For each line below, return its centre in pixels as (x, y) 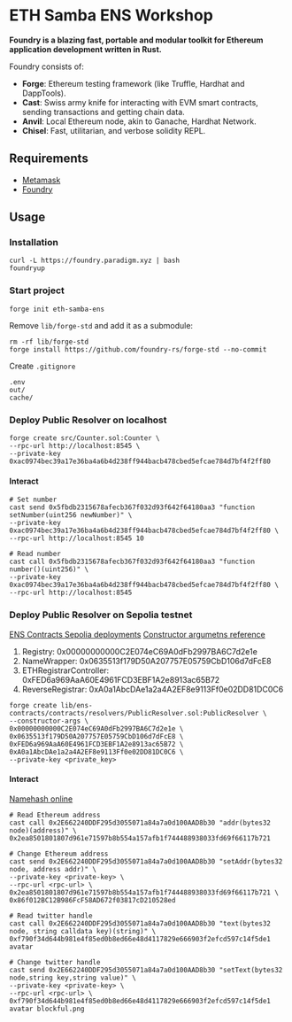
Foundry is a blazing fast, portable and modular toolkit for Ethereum (136, 40)
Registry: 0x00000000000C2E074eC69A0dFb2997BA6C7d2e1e (140, 651)
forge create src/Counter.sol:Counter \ (85, 438)
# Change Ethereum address (59, 854)
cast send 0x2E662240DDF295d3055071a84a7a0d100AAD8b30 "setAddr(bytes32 (146, 861)
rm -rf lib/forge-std (49, 342)
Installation (34, 243)
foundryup (27, 268)
